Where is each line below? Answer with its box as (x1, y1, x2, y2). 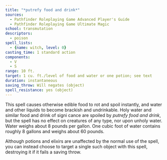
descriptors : (5, 31, 33, 36)
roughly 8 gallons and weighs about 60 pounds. (5, 128, 104, 134)
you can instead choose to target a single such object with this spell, (5, 143, 148, 149)
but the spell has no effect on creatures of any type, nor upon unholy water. (5, 117, 162, 124)
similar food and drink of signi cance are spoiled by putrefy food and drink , (5, 112, 161, 118)
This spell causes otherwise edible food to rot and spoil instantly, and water (5, 101, 162, 107)
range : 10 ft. (5, 69, 35, 74)
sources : (5, 12, 24, 17)
